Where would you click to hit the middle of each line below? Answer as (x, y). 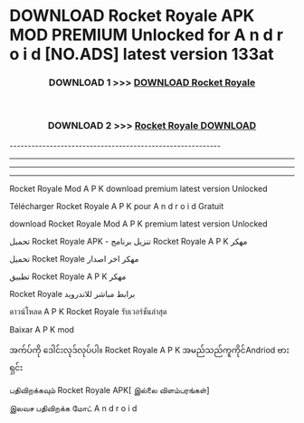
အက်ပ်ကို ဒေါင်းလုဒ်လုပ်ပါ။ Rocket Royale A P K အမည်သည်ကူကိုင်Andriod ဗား (149, 350)
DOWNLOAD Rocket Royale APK (132, 16)
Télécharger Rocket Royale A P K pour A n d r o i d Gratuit (117, 206)
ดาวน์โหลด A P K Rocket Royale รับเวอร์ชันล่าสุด (88, 311)
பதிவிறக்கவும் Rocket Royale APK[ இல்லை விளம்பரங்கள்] (109, 389)
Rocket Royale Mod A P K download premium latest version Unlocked (139, 188)
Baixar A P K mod (42, 329)
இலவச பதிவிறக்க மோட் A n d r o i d (73, 408)
